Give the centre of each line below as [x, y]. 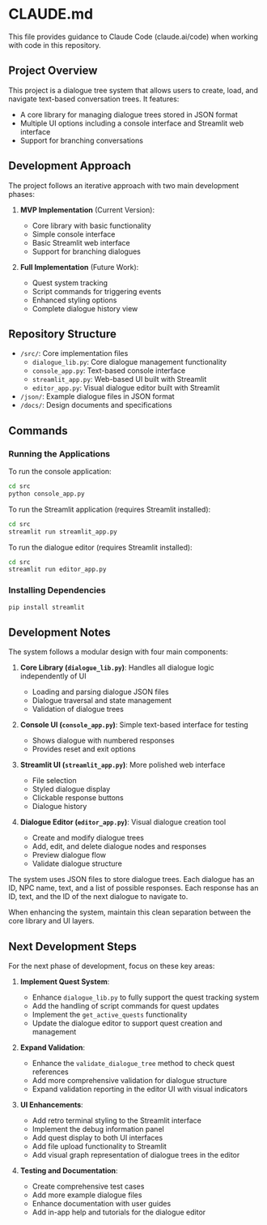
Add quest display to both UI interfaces [97, 1138]
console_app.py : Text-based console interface [109, 370]
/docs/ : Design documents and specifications [96, 405]
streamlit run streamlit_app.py [63, 532]
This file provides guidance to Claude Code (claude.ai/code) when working [133, 36]
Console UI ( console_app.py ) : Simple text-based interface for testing [134, 725]
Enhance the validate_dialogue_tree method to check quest [133, 1064]
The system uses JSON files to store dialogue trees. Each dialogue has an [131, 880]
